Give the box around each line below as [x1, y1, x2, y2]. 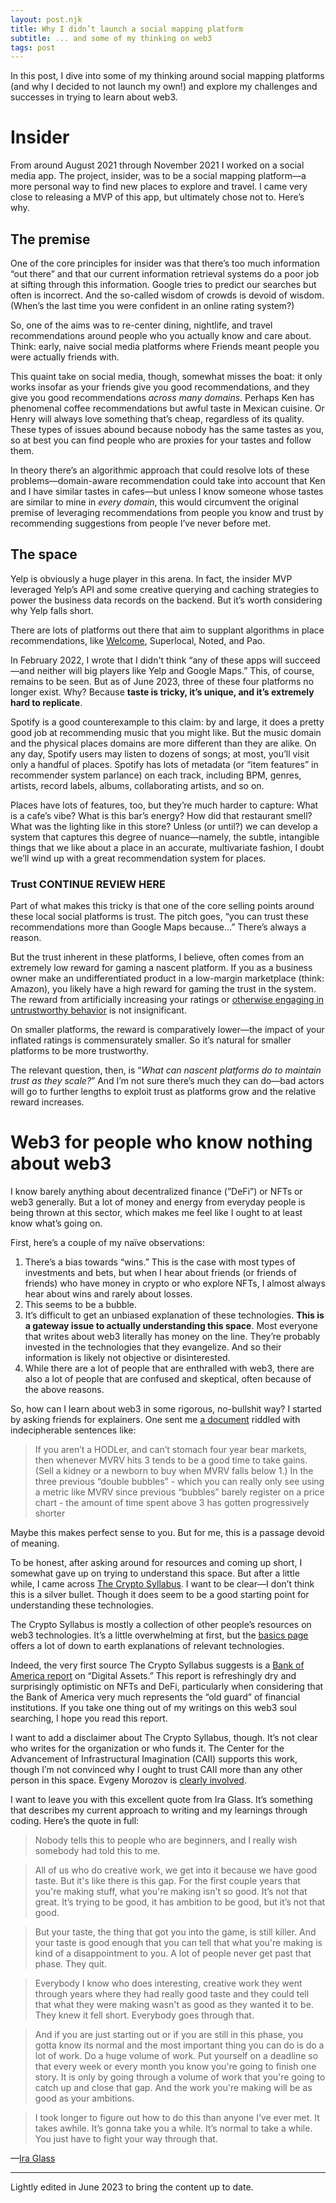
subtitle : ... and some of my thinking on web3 [10, 33, 213, 43]
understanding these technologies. [10, 1599, 154, 1611]
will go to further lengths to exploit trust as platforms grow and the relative [10, 1086, 317, 1098]
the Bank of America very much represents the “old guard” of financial [10, 1691, 301, 1703]
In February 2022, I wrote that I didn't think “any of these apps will [10, 654, 283, 666]
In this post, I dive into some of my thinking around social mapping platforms [10, 70, 325, 82]
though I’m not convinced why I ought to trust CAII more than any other [10, 1764, 303, 1776]
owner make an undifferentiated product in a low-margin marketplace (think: [10, 972, 325, 985]
